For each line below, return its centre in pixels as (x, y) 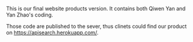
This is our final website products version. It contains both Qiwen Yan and (96, 9)
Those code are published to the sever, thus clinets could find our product (96, 26)
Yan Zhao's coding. (30, 15)
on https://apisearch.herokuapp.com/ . (52, 33)
